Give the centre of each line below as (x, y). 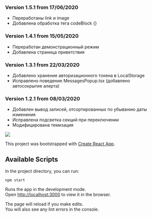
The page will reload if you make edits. (44, 204)
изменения (24, 115)
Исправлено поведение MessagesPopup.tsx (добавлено (71, 81)
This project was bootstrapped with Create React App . (60, 144)
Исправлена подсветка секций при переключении (65, 120)
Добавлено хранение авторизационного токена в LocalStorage (78, 75)
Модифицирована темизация (43, 125)
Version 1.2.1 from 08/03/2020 (43, 98)
